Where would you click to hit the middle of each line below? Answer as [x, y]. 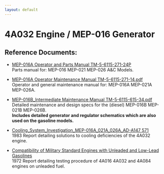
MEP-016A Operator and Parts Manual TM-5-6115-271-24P [71, 64]
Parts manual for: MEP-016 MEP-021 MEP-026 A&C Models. [73, 69]
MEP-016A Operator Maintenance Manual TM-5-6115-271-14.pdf [77, 79]
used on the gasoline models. [43, 120]
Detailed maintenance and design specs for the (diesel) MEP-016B [79, 105]
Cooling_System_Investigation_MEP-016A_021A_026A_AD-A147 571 [80, 130]
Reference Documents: [41, 53]
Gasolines [22, 155]
